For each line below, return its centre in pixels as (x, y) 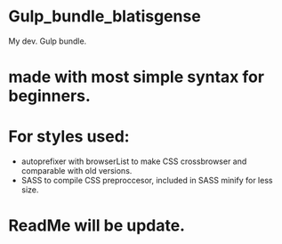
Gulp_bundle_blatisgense (105, 16)
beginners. (49, 96)
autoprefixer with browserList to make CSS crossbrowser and (134, 161)
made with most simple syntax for (136, 77)
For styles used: (69, 137)
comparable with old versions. (77, 171)
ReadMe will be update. (97, 226)
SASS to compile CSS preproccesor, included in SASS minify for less (147, 181)
